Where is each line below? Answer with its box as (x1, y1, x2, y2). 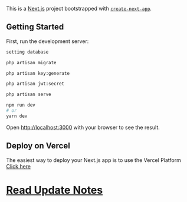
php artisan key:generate (6, 70, 70, 76)
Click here (6, 163, 31, 170)
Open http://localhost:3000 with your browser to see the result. (6, 124, 160, 131)
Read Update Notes (6, 183, 103, 197)
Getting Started (6, 22, 64, 32)
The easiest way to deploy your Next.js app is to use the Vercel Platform (6, 156, 182, 164)
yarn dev (6, 113, 28, 119)
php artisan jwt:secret (6, 81, 65, 87)
